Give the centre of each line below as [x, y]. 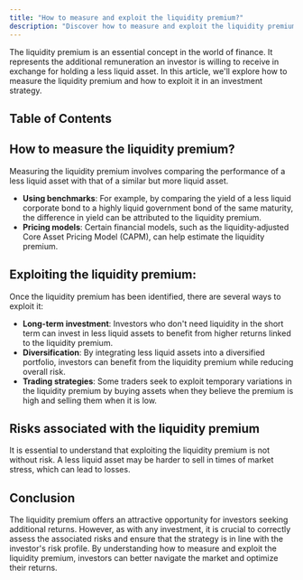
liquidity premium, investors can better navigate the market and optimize [144, 558]
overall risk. [44, 371]
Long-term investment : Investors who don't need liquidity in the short [153, 323]
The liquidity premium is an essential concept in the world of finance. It [141, 51]
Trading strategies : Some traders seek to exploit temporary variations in [157, 381]
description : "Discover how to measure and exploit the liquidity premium [153, 26]
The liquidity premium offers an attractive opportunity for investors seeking [149, 519]
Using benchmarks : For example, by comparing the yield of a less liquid [156, 198]
